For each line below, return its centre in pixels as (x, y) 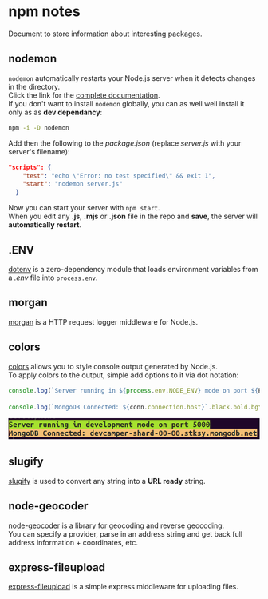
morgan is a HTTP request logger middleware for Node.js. (103, 321)
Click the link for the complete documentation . (85, 95)
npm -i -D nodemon (39, 128)
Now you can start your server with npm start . (85, 208)
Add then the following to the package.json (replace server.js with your (125, 143)
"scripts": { (30, 167)
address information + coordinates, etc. (73, 542)
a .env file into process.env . (53, 278)
